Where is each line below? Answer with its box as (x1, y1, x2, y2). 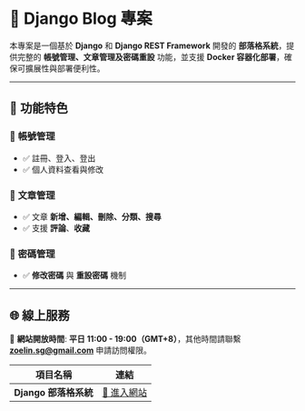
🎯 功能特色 (9, 101, 68, 116)
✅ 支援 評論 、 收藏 (22, 222, 91, 233)
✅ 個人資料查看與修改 (22, 164, 104, 175)
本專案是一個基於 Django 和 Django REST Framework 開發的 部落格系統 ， (9, 40, 287, 51)
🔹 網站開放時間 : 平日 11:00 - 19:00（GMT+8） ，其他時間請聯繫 (9, 334, 241, 345)
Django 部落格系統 (14, 386, 93, 399)
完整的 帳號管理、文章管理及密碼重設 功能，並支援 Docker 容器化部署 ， (16, 51, 284, 62)
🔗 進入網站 (102, 386, 148, 399)
